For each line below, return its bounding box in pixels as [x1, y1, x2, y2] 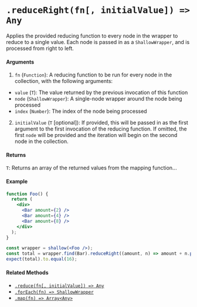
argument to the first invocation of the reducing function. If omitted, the [14, 125, 187, 132]
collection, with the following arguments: [14, 78, 113, 85]
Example [6, 178, 28, 185]
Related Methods [6, 269, 49, 276]
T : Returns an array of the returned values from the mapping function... [6, 164, 177, 172]
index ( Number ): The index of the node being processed [14, 108, 148, 115]
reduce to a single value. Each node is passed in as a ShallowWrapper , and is [6, 38, 190, 45]
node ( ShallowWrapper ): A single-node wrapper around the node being [14, 95, 183, 102]
